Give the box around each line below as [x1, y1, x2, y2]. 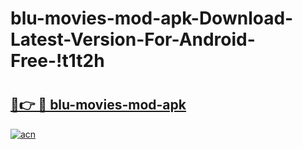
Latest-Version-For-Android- [10, 28, 256, 51]
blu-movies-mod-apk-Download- [10, 7, 294, 30]
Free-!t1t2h [10, 50, 105, 72]
